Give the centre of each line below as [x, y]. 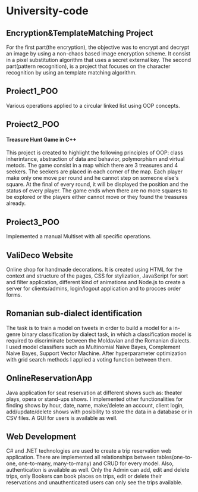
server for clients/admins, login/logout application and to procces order [94, 289]
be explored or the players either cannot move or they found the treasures [97, 197]
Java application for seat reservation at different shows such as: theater [94, 393]
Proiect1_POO [32, 91]
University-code [47, 11]
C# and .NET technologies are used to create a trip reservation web [89, 451]
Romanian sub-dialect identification [74, 314]
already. [16, 203]
